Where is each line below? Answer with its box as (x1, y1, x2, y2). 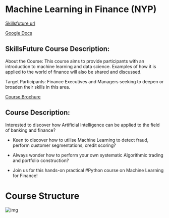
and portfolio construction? (12, 157, 69, 163)
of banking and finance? (5, 127, 56, 133)
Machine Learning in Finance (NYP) (5, 4, 157, 15)
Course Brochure (5, 93, 41, 99)
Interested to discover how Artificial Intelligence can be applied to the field (5, 122, 160, 128)
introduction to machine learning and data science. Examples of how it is (5, 63, 156, 69)
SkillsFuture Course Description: (5, 44, 110, 53)
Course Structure (5, 190, 80, 201)
